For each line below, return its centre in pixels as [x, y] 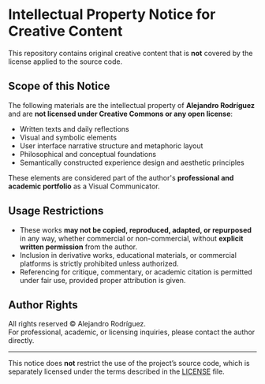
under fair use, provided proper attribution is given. [103, 280]
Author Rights [43, 305]
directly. [21, 341]
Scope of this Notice [59, 86]
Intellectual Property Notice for [112, 15]
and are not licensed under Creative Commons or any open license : [121, 114]
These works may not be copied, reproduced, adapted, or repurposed [136, 229]
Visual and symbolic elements [68, 137]
